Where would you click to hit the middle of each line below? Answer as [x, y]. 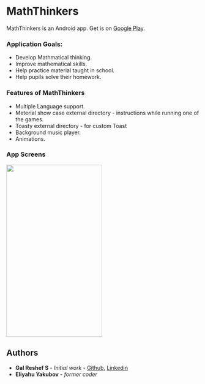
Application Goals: [35, 44]
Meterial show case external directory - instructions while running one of [107, 113]
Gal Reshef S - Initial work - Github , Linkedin [72, 367]
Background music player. [48, 132]
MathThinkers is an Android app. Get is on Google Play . [76, 28]
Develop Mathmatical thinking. [54, 58]
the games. [29, 119]
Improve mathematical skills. [51, 64]
